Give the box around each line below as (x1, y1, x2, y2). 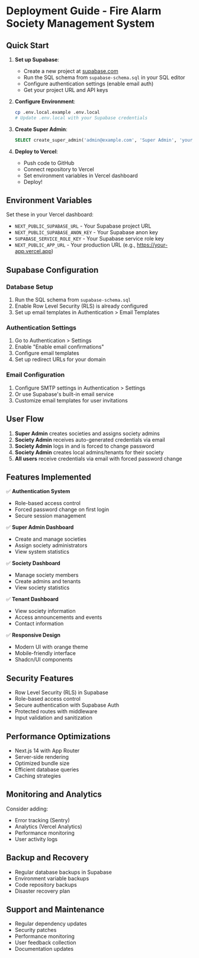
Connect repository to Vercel (23, 165, 94, 173)
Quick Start (6, 40, 49, 50)
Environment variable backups (14, 874, 89, 882)
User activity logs (14, 835, 58, 842)
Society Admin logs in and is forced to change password (14, 442, 155, 449)
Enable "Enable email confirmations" (14, 343, 104, 350)
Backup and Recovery (6, 852, 89, 863)
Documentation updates (14, 946, 74, 953)
